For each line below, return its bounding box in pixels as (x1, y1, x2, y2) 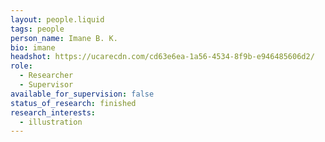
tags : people (10, 24, 65, 34)
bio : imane (10, 42, 56, 53)
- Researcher (19, 71, 74, 81)
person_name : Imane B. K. (10, 33, 118, 43)
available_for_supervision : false (10, 89, 155, 99)
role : (10, 61, 33, 71)
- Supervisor (19, 80, 74, 90)
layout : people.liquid (10, 14, 105, 25)
